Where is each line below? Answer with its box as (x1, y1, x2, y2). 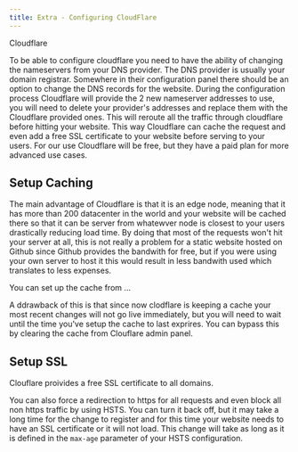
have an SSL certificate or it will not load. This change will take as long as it (9, 423, 285, 434)
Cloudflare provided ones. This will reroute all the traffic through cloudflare (9, 111, 283, 122)
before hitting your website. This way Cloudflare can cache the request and (9, 121, 286, 132)
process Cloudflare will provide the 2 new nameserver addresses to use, (9, 93, 276, 103)
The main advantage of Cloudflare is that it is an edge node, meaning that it (9, 199, 286, 210)
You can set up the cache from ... (9, 283, 132, 293)
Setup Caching (9, 176, 93, 191)
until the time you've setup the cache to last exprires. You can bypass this (9, 318, 280, 330)
